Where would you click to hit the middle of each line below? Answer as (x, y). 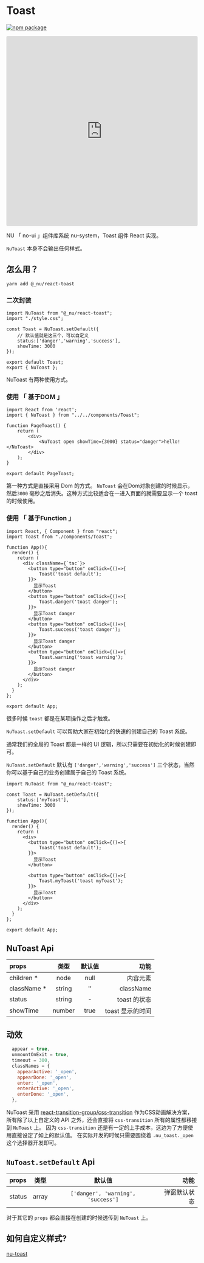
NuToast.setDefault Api (51, 1162)
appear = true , (31, 1049)
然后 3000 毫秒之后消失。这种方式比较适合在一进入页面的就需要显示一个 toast (102, 493)
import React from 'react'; (42, 410)
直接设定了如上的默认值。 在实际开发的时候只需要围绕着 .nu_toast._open (103, 1135)
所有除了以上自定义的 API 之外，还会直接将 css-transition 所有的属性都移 (99, 1120)
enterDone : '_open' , (43, 1094)
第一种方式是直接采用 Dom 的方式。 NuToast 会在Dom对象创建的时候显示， (100, 486)
